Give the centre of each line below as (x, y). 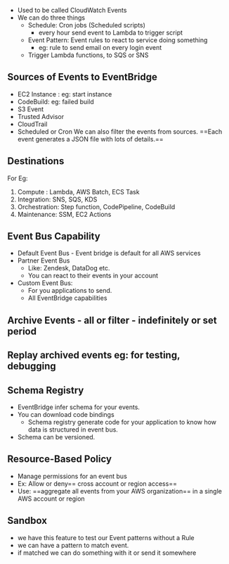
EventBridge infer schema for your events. (79, 407)
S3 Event (31, 109)
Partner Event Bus (44, 261)
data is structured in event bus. (73, 430)
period (22, 331)
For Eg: (18, 178)
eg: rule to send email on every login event (100, 48)
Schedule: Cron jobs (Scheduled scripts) (87, 25)
